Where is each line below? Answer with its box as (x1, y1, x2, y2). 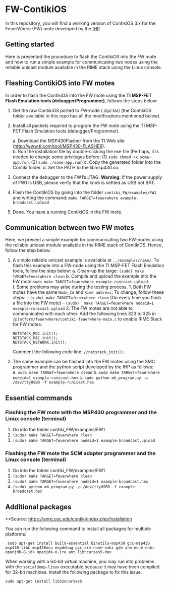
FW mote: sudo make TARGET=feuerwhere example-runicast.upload (12, 279, 148, 285)
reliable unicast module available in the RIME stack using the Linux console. (5, 64, 162, 70)
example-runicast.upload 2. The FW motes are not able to (12, 305, 133, 311)
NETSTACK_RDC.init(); (12, 331, 58, 336)
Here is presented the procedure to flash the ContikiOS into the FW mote (5, 53, 156, 59)
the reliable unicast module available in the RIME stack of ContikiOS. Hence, (5, 242, 163, 248)
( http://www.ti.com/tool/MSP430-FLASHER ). (12, 143, 106, 149)
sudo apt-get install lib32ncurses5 (5, 579, 82, 584)
